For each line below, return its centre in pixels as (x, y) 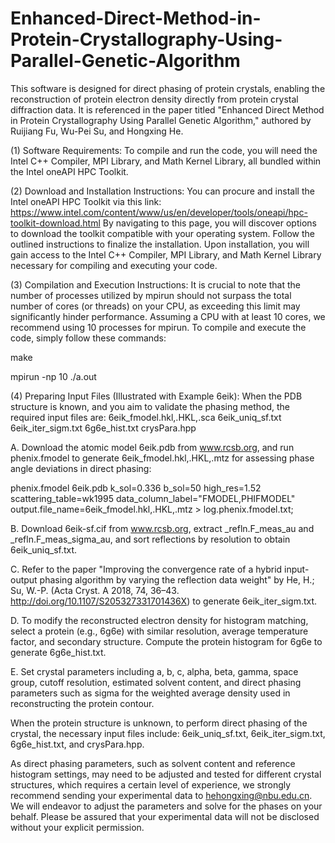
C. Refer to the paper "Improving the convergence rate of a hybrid (146, 569)
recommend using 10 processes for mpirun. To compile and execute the (158, 327)
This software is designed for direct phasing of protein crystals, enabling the (168, 88)
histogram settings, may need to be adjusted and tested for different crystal (166, 774)
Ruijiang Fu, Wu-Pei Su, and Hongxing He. (97, 131)
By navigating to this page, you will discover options (209, 223)
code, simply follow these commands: (88, 338)
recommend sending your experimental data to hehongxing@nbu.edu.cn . (161, 795)
